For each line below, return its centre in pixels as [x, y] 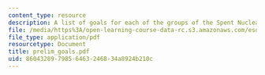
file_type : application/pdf [54, 37]
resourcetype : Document [47, 45]
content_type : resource [47, 15]
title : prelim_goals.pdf [49, 52]
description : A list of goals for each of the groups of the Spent [121, 23]
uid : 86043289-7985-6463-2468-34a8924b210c [81, 59]
